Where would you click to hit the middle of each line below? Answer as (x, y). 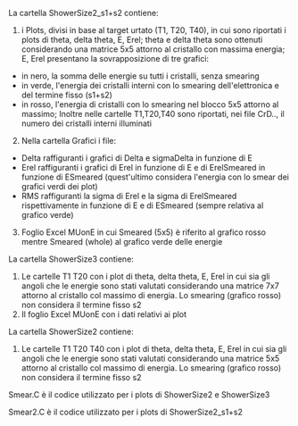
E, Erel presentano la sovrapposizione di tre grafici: (115, 58)
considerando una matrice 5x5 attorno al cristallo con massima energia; (153, 49)
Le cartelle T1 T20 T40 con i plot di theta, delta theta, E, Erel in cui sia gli (154, 349)
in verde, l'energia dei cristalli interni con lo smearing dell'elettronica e (150, 85)
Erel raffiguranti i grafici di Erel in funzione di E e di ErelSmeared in (143, 167)
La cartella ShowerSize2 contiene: (71, 331)
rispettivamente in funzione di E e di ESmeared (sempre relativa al (142, 205)
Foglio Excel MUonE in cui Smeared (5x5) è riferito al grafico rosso (144, 232)
